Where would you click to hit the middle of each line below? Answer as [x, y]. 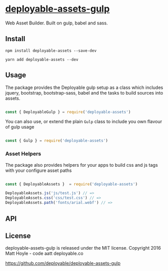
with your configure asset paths [39, 170]
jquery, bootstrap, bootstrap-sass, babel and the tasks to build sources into [84, 93]
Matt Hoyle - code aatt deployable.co [44, 253]
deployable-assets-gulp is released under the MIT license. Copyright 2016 [83, 248]
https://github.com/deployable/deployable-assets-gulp [63, 263]
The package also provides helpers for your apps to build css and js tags [82, 165]
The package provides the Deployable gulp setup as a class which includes [84, 87]
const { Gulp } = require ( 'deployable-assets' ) [57, 141]
